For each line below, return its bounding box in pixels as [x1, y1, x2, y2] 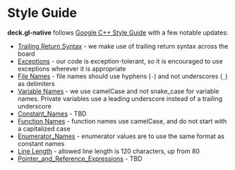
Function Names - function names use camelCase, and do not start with [17, 116, 227, 125]
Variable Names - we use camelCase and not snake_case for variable [17, 87, 219, 95]
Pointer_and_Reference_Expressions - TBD [17, 154, 143, 163]
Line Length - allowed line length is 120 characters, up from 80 [17, 147, 200, 155]
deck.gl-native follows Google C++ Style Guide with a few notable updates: [7, 28, 229, 37]
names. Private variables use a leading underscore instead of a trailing [17, 94, 222, 103]
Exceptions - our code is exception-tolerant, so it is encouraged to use [17, 56, 224, 65]
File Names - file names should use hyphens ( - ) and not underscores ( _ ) [17, 72, 228, 80]
